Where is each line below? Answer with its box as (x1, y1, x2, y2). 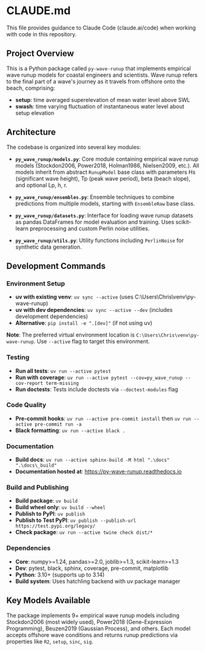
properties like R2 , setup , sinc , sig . (6, 637, 94, 645)
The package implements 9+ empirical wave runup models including (6, 612, 180, 619)
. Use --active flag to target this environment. (33, 338, 150, 345)
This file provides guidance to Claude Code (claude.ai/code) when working (6, 24, 196, 31)
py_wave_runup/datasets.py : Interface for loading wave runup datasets (15, 211, 193, 219)
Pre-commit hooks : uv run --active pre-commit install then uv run (15, 415, 191, 422)
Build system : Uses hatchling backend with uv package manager (15, 577, 181, 585)
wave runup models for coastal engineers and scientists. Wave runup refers (6, 71, 198, 79)
